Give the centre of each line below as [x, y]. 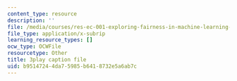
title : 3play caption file [47, 60]
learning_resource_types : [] [50, 40]
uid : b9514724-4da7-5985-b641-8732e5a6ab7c [72, 66]
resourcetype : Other [38, 54]
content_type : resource [42, 14]
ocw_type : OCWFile [34, 46]
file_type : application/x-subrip [56, 33]
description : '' [31, 20]
